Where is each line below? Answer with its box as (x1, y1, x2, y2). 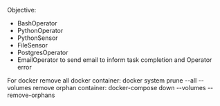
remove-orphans (7, 91, 55, 99)
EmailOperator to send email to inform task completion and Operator (17, 56, 212, 64)
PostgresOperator (17, 48, 68, 56)
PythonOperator (17, 27, 64, 34)
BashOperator (17, 19, 57, 27)
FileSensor (17, 41, 48, 49)
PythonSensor (17, 34, 58, 42)
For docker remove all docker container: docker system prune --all (7, 76, 197, 85)
